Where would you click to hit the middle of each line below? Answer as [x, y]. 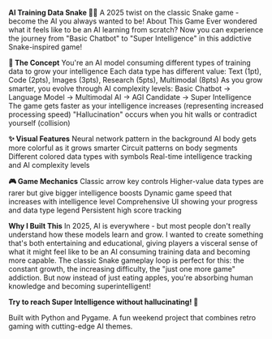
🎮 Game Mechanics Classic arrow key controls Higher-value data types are [136, 181]
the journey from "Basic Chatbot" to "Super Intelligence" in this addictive [130, 38]
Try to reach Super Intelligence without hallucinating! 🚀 [104, 302]
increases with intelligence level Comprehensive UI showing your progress [133, 202]
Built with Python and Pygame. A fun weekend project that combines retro [132, 318]
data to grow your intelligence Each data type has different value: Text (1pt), [135, 71]
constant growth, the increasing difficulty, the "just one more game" [122, 269]
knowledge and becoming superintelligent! [80, 286]
